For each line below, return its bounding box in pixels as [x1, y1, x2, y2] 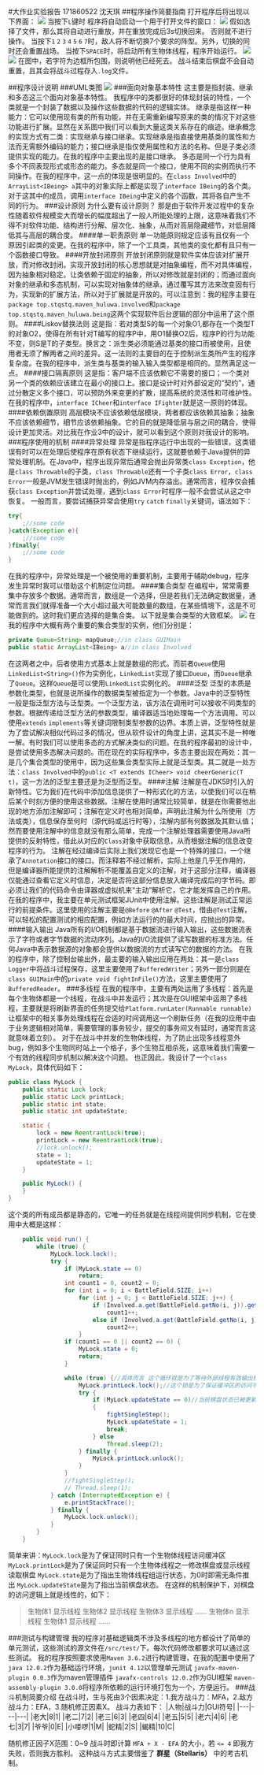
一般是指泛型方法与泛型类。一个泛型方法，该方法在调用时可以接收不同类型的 [8, 698, 256, 707]
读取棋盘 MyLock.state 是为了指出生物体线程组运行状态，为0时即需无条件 [8, 1570, 243, 1580]
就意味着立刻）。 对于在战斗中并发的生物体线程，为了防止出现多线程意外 [8, 1033, 241, 1042]
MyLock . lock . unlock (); [64, 1513, 139, 1521]
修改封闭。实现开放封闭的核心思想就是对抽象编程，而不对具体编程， [35, 260, 256, 269]
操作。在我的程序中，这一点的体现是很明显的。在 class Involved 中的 [14, 172, 237, 180]
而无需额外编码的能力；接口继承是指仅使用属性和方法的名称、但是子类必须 [14, 142, 256, 151]
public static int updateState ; [22, 1108, 128, 1116]
